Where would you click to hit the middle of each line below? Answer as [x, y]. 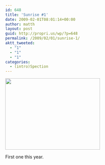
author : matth [20, 24]
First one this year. [24, 157]
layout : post [19, 29]
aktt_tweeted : [20, 43]
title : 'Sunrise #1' [27, 15]
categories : [18, 62]
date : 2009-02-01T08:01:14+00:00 [40, 19]
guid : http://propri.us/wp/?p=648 [42, 34]
